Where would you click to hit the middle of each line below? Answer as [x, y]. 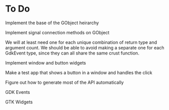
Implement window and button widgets [46, 63]
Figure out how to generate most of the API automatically [65, 82]
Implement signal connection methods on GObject [57, 32]
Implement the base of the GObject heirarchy [52, 23]
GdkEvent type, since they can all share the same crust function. [72, 53]
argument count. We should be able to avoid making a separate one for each [85, 47]
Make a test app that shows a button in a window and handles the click [79, 72]
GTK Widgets [19, 102]
